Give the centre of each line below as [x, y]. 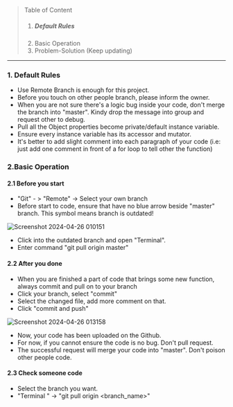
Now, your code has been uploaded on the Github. [89, 335]
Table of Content [48, 10]
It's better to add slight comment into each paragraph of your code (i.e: [119, 142]
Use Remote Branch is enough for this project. [83, 90]
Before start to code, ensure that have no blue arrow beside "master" [116, 206]
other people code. [44, 357]
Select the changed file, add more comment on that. [92, 301]
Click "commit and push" [53, 308]
